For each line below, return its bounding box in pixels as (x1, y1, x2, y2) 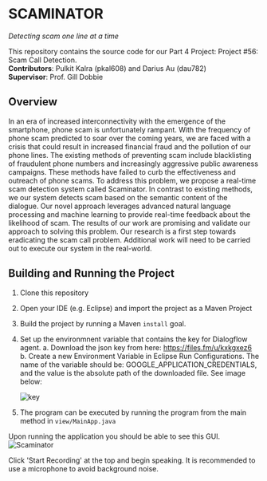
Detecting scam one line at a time (8, 31, 120, 41)
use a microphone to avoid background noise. (8, 463, 159, 473)
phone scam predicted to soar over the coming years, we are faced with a (8, 133, 251, 143)
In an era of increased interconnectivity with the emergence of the (8, 116, 226, 126)
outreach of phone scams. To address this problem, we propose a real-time (8, 175, 257, 185)
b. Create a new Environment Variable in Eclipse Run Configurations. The (19, 351, 260, 361)
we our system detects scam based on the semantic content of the (8, 192, 228, 202)
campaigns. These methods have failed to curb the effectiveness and (8, 167, 237, 176)
